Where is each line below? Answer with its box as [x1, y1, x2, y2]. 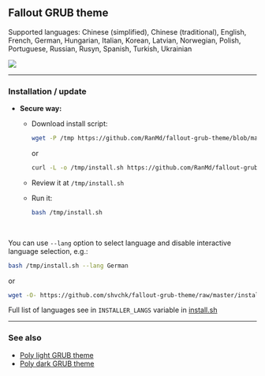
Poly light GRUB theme [19, 350, 94, 359]
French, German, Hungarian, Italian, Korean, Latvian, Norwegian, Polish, [8, 35, 241, 45]
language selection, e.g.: [8, 246, 88, 255]
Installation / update [8, 86, 87, 97]
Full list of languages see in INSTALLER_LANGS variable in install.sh [8, 305, 218, 315]
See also [8, 333, 42, 344]
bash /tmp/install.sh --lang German [8, 262, 129, 270]
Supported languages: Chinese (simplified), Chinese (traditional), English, [8, 27, 247, 36]
